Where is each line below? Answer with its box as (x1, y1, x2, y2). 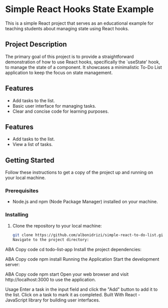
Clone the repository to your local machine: (12, 222, 102, 228)
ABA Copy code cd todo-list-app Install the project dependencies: (5, 246, 142, 252)
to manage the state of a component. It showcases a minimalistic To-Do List (5, 64, 162, 70)
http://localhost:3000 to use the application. (5, 276, 96, 282)
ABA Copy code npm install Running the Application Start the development (5, 256, 159, 262)
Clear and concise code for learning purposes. (12, 108, 109, 114)
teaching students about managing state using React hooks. (5, 25, 129, 31)
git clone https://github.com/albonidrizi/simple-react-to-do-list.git (12, 233, 165, 238)
